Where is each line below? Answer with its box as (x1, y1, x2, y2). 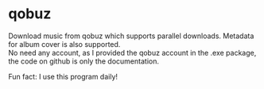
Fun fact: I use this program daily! (8, 72, 118, 81)
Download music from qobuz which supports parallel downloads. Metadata (8, 31, 254, 41)
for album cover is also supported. (8, 39, 121, 48)
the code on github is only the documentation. (8, 56, 159, 66)
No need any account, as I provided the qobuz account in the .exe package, (8, 48, 257, 57)
